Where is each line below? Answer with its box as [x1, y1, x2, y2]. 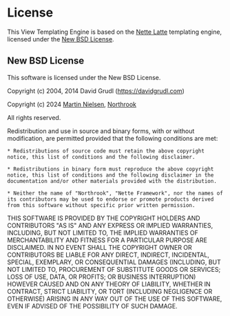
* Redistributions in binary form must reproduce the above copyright [7, 166, 214, 172]
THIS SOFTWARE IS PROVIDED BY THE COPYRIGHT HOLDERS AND [7, 214, 201, 222]
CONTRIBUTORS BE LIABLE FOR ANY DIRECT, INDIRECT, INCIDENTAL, [7, 250, 210, 259]
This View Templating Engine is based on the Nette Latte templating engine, [7, 28, 222, 36]
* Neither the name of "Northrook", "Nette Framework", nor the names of [7, 190, 224, 197]
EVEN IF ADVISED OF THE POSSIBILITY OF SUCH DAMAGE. [7, 302, 178, 310]
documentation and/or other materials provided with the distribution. [7, 177, 217, 184]
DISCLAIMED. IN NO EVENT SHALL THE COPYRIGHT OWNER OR [7, 243, 193, 251]
